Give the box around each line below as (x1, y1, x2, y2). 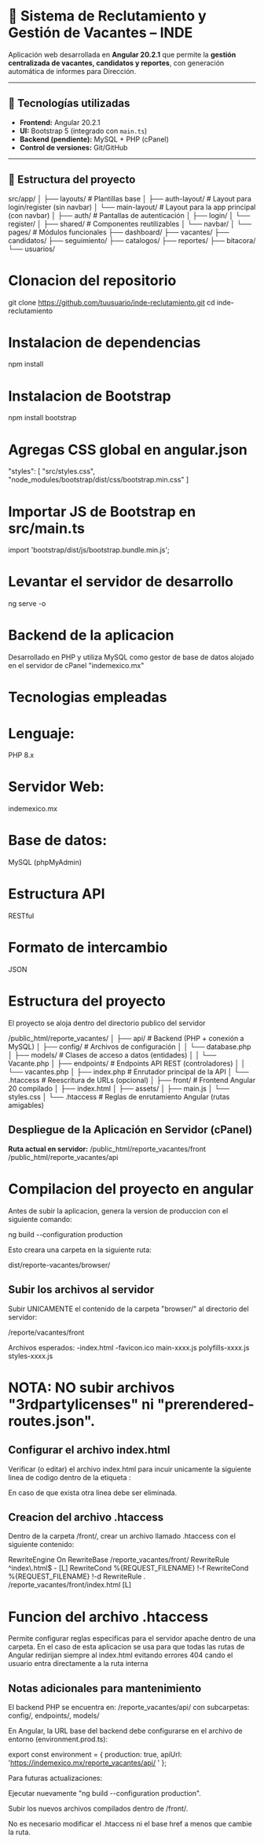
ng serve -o (8, 599, 46, 608)
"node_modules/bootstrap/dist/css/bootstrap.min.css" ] (8, 475, 189, 485)
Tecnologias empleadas (8, 689, 167, 707)
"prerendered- (156, 1395, 255, 1413)
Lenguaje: (8, 724, 75, 742)
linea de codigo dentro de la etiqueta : (8, 1472, 131, 1482)
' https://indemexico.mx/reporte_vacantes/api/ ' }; (8, 1758, 167, 1767)
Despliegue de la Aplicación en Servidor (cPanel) (8, 1123, 253, 1136)
